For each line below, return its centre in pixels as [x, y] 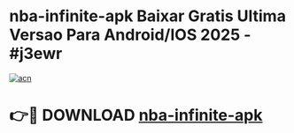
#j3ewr [36, 54]
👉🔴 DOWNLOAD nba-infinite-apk [136, 115]
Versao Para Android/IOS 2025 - [130, 35]
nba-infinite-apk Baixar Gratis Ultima [147, 16]
